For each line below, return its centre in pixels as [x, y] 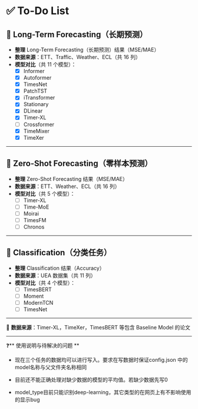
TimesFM [35, 220]
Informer [34, 71]
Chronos [34, 227]
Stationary [36, 104]
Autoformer [37, 78]
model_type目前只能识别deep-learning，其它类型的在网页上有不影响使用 [103, 392]
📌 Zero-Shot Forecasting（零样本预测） [79, 164]
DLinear [33, 111]
